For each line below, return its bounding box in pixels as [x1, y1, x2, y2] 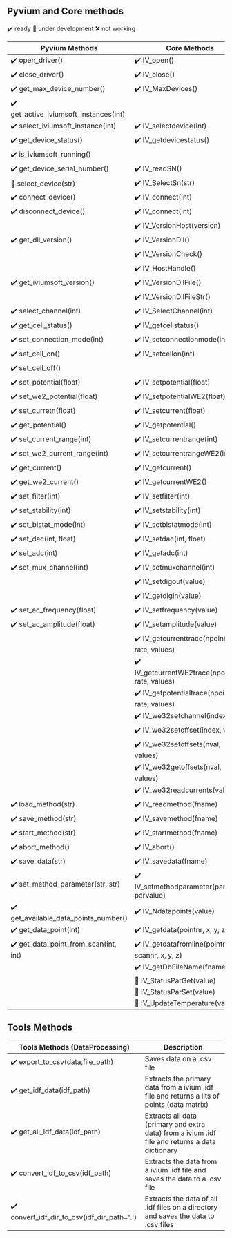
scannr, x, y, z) [134, 950, 183, 960]
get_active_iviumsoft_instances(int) [10, 109, 126, 119]
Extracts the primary [144, 1074, 211, 1083]
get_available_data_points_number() [10, 913, 128, 922]
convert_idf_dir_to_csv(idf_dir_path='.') [10, 1212, 137, 1222]
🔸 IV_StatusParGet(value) [134, 976, 216, 985]
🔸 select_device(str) [10, 179, 76, 188]
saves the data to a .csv [144, 1174, 222, 1183]
